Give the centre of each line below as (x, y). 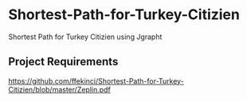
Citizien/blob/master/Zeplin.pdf (60, 89)
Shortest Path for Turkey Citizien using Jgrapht (85, 37)
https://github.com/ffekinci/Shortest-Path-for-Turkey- (96, 80)
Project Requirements (63, 62)
